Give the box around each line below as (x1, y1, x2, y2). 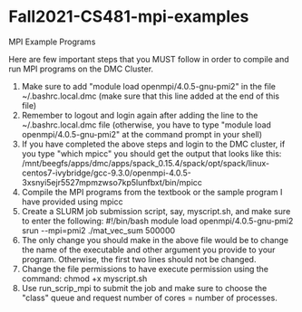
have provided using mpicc (21, 196, 123, 207)
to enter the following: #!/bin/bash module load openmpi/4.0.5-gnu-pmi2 (21, 215, 294, 226)
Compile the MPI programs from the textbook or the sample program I (21, 186, 283, 197)
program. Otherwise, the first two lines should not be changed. (21, 253, 257, 264)
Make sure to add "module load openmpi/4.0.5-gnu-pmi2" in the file (21, 80, 277, 91)
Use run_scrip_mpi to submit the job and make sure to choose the (21, 282, 268, 293)
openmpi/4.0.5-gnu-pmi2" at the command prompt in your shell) (21, 128, 263, 139)
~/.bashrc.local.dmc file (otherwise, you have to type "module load (21, 119, 271, 130)
